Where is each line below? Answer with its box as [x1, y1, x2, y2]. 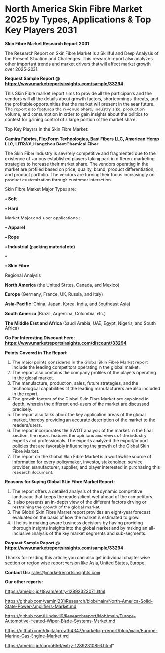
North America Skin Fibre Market [5, 3, 143, 15]
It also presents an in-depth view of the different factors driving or [12, 499, 147, 505]
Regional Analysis [5, 272, 41, 278]
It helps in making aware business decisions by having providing [12, 519, 143, 526]
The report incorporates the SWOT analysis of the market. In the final [12, 427, 153, 433]
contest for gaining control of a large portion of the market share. [5, 116, 137, 122]
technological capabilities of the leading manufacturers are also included [12, 385, 160, 391]
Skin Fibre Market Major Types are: [5, 186, 76, 192]
